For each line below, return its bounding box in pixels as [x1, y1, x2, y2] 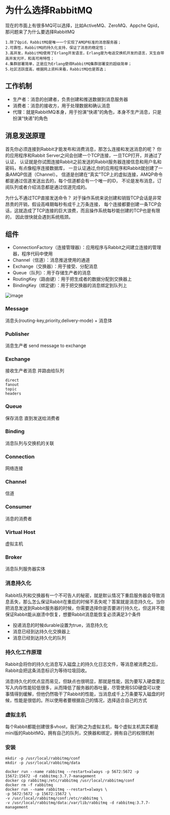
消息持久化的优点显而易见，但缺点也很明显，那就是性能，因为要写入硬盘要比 [5, 678, 165, 684]
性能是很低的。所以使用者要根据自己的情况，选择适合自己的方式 [14, 697, 147, 703]
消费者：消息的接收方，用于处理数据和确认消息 [12, 102, 110, 109]
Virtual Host [5, 528, 36, 536]
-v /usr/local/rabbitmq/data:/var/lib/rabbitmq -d [5, 800, 114, 805]
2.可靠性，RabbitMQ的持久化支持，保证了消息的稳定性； [5, 45, 107, 50]
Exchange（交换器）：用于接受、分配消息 [12, 263, 98, 269]
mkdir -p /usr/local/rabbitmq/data [5, 760, 80, 765]
